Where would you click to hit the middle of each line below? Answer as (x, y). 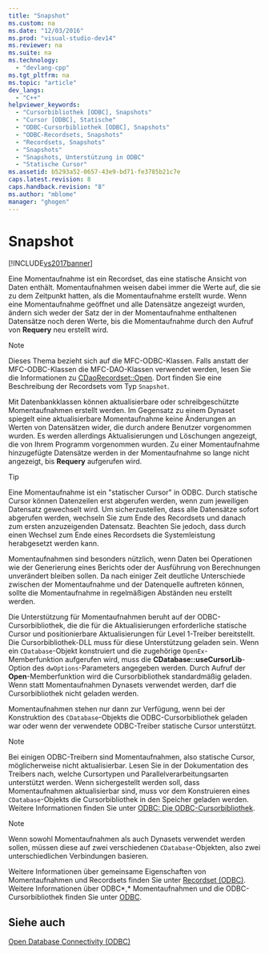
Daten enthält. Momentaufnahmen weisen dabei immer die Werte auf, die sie (134, 287)
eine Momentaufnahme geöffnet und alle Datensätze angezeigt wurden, (127, 304)
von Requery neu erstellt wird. (58, 330)
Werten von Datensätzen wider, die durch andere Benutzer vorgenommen (130, 427)
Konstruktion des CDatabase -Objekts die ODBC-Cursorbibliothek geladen (128, 718)
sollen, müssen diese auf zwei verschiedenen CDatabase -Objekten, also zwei (134, 848)
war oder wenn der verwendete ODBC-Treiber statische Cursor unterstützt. (132, 726)
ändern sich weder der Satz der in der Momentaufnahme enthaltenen (122, 313)
